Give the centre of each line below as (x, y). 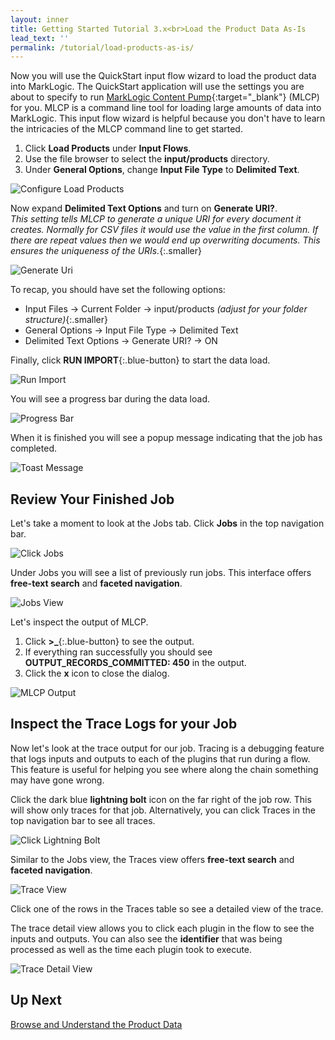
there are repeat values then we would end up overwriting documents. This (165, 240)
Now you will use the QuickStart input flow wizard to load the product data (163, 76)
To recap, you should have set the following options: (118, 290)
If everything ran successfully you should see (118, 652)
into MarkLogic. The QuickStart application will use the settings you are (157, 87)
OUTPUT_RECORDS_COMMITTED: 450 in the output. (135, 663)
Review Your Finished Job (92, 499)
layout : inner (40, 19)
